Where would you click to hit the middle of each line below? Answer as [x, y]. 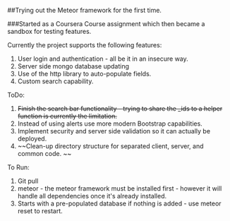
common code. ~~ [44, 154]
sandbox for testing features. [49, 31]
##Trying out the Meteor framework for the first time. [85, 10]
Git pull [28, 181]
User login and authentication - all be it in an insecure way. [103, 59]
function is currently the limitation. [67, 116]
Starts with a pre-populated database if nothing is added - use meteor [119, 203]
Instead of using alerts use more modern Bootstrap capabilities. [110, 124]
